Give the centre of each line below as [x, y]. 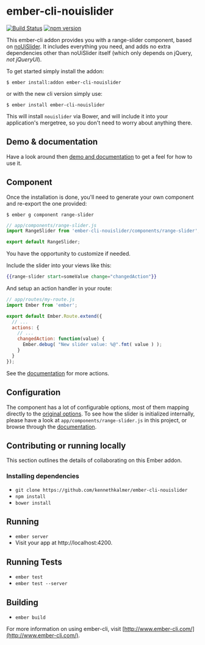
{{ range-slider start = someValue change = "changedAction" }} [81, 277]
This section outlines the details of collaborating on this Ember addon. [94, 460]
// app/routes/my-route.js [41, 300]
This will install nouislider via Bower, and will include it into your [87, 116]
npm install [30, 496]
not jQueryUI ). [24, 59]
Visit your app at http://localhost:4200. [64, 543]
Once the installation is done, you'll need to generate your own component [100, 197]
